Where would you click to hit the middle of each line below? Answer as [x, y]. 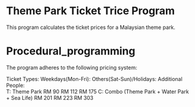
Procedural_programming [71, 51]
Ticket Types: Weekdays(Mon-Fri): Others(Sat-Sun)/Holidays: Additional [94, 79]
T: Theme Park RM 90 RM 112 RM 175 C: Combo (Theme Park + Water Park [97, 91]
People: [15, 85]
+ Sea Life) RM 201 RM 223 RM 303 [50, 98]
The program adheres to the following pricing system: [72, 67]
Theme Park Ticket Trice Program [90, 11]
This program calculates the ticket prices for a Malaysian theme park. [91, 27]
